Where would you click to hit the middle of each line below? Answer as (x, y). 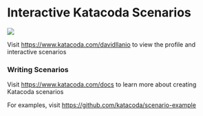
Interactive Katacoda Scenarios (99, 13)
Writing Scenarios (38, 69)
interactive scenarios (37, 51)
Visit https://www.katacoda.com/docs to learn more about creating (102, 84)
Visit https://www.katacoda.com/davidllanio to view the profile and (101, 44)
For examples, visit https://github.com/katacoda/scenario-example (101, 105)
